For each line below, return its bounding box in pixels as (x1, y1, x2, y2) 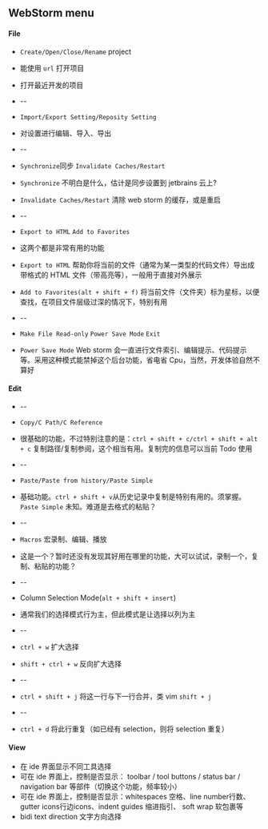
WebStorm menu (8, 6, 94, 20)
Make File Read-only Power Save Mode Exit (19, 330, 161, 338)
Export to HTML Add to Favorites (19, 227, 130, 235)
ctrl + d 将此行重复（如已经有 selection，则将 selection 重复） (19, 724, 230, 734)
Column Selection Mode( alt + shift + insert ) (19, 593, 177, 602)
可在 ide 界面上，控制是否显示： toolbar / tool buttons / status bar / (19, 772, 241, 781)
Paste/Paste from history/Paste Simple (19, 477, 154, 485)
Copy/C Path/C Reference (19, 418, 103, 427)
